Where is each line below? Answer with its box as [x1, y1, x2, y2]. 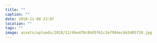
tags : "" [5, 26, 23, 31]
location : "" [5, 21, 32, 26]
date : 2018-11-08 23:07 [5, 16, 55, 21]
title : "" [5, 7, 26, 12]
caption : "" [5, 12, 30, 17]
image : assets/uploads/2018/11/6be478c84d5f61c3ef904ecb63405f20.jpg [5, 30, 153, 35]
